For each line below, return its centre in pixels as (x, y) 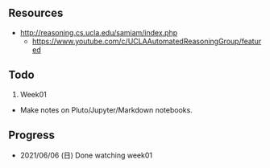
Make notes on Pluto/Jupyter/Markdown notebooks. (106, 110)
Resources (36, 13)
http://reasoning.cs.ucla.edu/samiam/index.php (99, 32)
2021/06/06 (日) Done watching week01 (86, 155)
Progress (31, 135)
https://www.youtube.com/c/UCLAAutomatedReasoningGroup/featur (147, 41)
